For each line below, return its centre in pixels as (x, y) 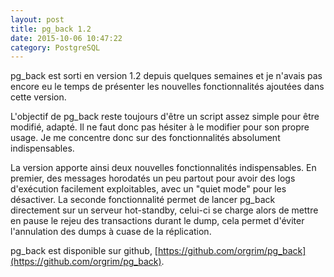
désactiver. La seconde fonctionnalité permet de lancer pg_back (143, 200)
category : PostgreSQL (55, 47)
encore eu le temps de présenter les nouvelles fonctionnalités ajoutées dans (167, 87)
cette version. (38, 97)
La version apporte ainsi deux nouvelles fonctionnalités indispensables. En (163, 168)
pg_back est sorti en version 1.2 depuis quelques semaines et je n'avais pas (166, 76)
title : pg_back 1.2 (51, 29)
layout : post (37, 19)
